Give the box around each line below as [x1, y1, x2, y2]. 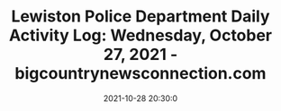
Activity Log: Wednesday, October [8, 25, 273, 46]
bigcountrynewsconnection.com [14, 64, 267, 84]
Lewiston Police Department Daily [11, 6, 270, 27]
